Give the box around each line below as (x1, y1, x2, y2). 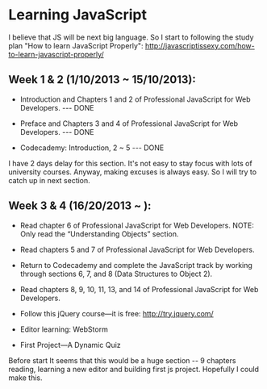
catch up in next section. (8, 175, 90, 185)
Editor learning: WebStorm (19, 324, 109, 334)
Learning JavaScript (8, 6, 148, 24)
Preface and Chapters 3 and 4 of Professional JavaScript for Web (19, 119, 239, 128)
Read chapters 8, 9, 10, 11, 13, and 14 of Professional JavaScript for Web (19, 284, 259, 294)
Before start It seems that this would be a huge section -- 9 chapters (8, 355, 236, 365)
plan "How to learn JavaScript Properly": (8, 40, 144, 50)
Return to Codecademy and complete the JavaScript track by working (19, 260, 252, 270)
